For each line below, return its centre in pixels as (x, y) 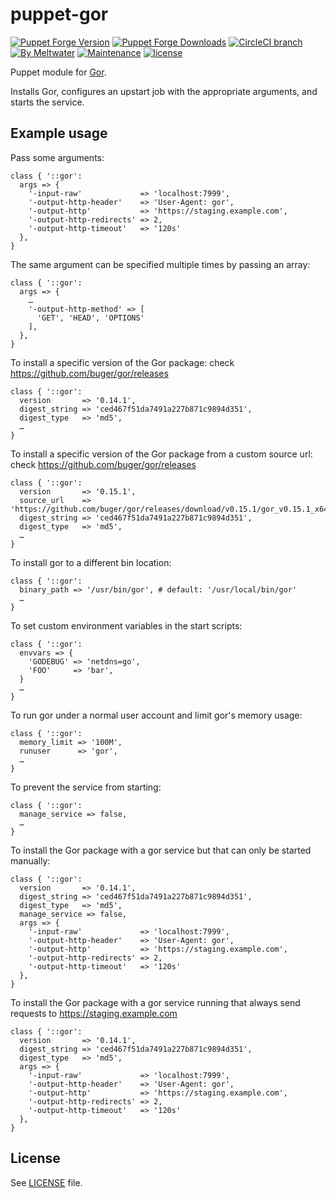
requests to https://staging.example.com (94, 1013)
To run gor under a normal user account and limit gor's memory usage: (156, 715)
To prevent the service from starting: (86, 787)
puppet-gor (59, 14)
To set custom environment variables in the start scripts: (126, 625)
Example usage (59, 133)
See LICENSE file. (46, 1182)
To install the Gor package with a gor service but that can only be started (161, 850)
